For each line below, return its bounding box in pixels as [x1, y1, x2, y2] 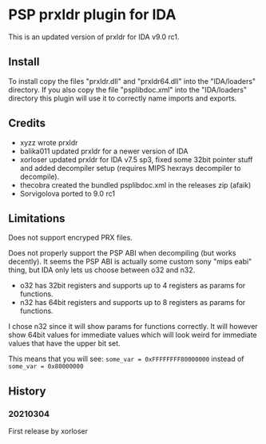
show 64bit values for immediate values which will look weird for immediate [8, 330, 257, 340]
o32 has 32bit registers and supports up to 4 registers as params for [19, 281, 246, 291]
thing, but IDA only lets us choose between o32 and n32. [8, 265, 196, 275]
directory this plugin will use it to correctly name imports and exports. [8, 93, 237, 103]
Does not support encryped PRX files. [8, 233, 133, 243]
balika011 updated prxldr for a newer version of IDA [19, 146, 189, 156]
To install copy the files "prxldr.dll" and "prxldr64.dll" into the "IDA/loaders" [8, 76, 256, 85]
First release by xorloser [8, 426, 88, 436]
